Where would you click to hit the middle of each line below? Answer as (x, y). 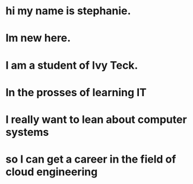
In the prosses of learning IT (76, 92)
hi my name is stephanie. (68, 11)
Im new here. (38, 38)
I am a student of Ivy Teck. (72, 65)
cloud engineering (52, 172)
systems (27, 132)
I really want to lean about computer (96, 119)
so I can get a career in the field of (91, 159)
